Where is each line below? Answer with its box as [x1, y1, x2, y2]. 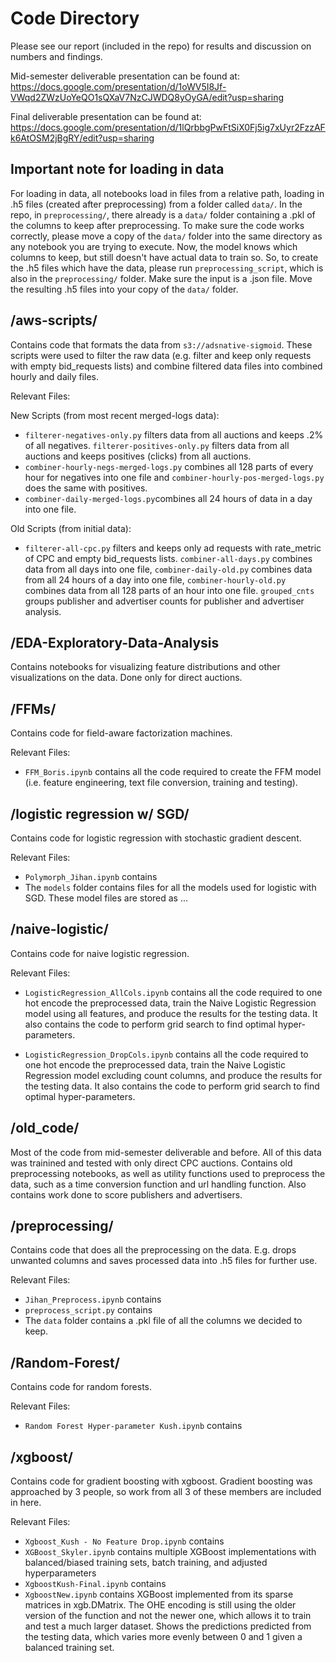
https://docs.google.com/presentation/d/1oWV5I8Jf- [10, 80, 227, 92]
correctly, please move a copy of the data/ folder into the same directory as [10, 230, 323, 242]
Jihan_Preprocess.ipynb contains [24, 1293, 162, 1306]
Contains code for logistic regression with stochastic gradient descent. [10, 832, 302, 844]
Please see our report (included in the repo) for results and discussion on [10, 40, 312, 52]
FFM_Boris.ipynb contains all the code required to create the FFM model [24, 766, 322, 778]
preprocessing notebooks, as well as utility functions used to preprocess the [10, 1167, 326, 1179]
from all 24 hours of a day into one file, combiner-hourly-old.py [24, 573, 287, 586]
